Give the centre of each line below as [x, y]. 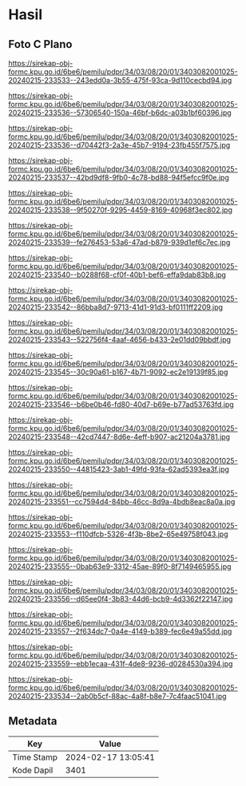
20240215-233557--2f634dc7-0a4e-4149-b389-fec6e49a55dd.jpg [120, 631]
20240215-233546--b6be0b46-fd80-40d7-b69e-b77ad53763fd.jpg [121, 404]
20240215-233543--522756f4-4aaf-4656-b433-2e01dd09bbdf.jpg [120, 340]
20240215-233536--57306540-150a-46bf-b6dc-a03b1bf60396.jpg [120, 113]
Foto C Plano [40, 44]
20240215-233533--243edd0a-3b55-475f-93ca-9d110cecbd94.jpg [120, 80]
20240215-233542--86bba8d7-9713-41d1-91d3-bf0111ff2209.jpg [116, 307]
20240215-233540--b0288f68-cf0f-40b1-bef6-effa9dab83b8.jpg [117, 275]
